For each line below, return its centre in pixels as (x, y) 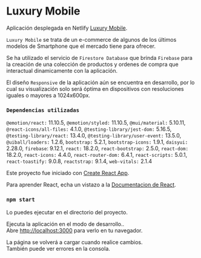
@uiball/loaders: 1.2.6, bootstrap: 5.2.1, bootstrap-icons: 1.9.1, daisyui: (97, 142)
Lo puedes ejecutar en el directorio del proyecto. (67, 212)
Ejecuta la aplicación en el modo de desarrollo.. (65, 224)
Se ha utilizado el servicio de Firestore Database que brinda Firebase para (99, 58)
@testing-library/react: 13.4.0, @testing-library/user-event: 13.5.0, (94, 136)
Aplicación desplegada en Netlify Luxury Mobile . (67, 28)
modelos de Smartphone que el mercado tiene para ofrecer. (81, 46)
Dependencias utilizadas (43, 110)
